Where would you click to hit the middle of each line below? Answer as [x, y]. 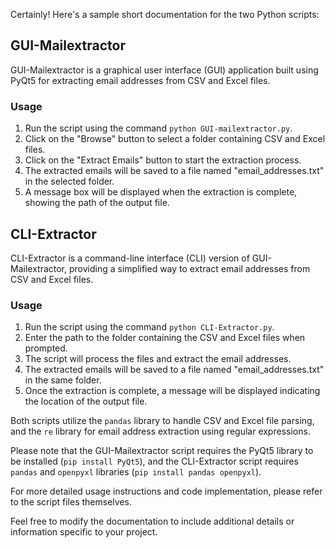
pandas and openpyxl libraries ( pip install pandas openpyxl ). [136, 472]
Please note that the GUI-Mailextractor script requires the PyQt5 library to [162, 451]
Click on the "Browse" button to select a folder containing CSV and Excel [175, 139]
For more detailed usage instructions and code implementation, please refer [166, 491]
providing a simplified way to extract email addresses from [189, 268]
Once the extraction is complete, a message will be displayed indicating [172, 391]
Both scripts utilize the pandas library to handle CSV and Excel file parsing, [162, 421]
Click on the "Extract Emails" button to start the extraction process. [163, 160]
